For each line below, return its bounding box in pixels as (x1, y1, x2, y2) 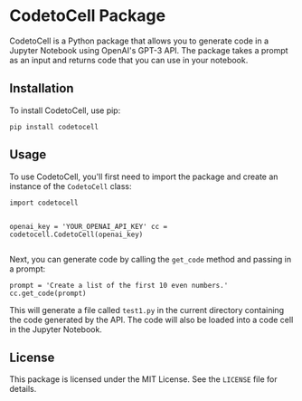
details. (9, 384, 37, 395)
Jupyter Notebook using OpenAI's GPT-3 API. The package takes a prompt (9, 44, 288, 55)
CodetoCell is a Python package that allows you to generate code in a (9, 35, 269, 46)
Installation (9, 81, 74, 96)
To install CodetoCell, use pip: (9, 105, 121, 116)
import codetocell (9, 198, 79, 207)
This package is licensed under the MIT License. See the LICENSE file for (9, 374, 278, 385)
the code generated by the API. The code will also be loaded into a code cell (9, 314, 294, 325)
